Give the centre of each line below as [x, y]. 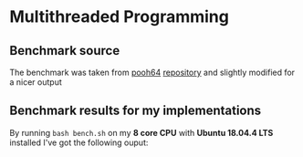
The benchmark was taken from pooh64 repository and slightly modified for [152, 72]
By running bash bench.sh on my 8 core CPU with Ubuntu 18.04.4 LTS [141, 132]
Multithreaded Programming [120, 17]
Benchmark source [65, 51]
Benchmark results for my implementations [136, 111]
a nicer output [36, 82]
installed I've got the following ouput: [79, 142]
